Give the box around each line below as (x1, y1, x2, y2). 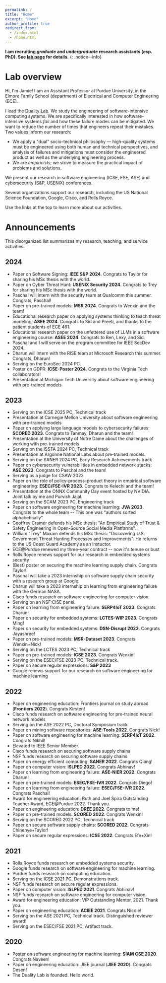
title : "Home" (5, 12, 35, 17)
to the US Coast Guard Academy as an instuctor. (12, 541, 111, 547)
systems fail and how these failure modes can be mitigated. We (24, 118, 155, 124)
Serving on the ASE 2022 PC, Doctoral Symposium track (12, 722, 128, 728)
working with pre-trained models (12, 441, 79, 447)
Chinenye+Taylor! (12, 827, 49, 833)
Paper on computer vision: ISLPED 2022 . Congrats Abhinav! (12, 764, 135, 770)
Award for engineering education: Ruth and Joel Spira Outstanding (12, 795, 148, 802)
